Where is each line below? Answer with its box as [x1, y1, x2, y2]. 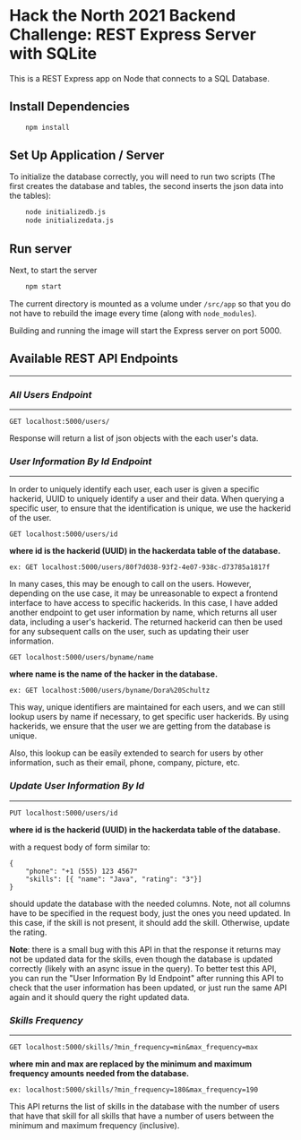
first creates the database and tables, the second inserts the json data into [9, 181, 284, 192]
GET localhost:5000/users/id [9, 530, 118, 539]
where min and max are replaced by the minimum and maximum [9, 1058, 253, 1069]
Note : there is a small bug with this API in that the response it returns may [9, 944, 281, 954]
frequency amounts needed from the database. [9, 1067, 190, 1078]
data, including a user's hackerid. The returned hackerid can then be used [9, 617, 283, 627]
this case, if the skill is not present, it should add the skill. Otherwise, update [9, 917, 290, 928]
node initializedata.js [25, 216, 115, 225]
